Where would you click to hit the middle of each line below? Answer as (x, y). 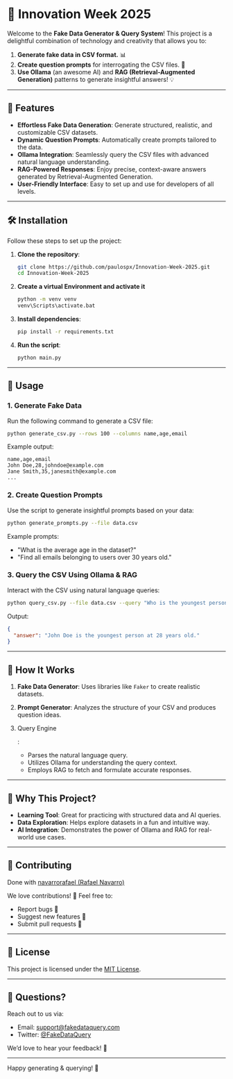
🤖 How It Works (41, 670)
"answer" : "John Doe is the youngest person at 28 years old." (106, 635)
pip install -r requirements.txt (66, 332)
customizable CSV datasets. (58, 132)
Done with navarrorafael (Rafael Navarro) (66, 882)
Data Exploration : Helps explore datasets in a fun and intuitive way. (113, 822)
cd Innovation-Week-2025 (53, 274)
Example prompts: (33, 536)
